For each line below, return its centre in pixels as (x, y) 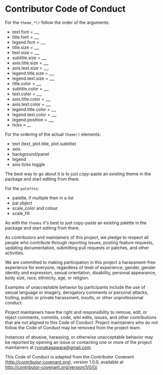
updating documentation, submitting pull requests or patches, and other (77, 248)
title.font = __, (26, 37)
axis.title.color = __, (31, 99)
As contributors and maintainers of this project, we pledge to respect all (77, 237)
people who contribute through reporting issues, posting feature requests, (79, 242)
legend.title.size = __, (33, 73)
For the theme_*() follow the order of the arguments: (57, 22)
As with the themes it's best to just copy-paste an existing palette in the (76, 223)
